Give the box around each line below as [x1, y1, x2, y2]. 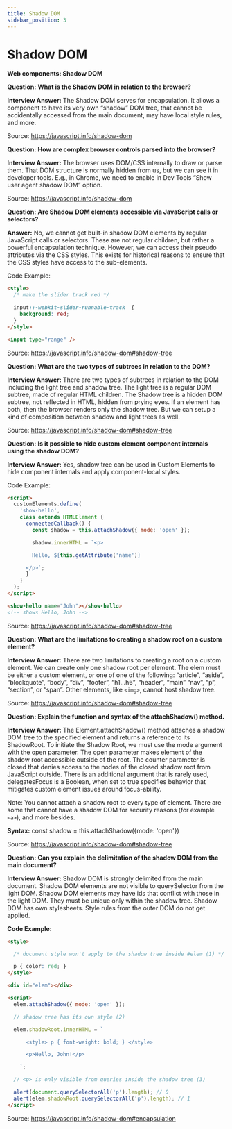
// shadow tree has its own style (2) [13, 1013, 126, 1021]
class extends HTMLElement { [19, 514, 104, 521]
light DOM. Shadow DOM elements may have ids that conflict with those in [7, 889, 220, 897]
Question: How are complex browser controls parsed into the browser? [7, 145, 216, 153]
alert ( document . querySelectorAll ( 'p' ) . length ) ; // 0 [13, 1089, 169, 1096]
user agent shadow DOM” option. [7, 181, 102, 190]
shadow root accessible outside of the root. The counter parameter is [7, 755, 206, 764]
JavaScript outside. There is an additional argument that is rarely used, [7, 770, 209, 778]
